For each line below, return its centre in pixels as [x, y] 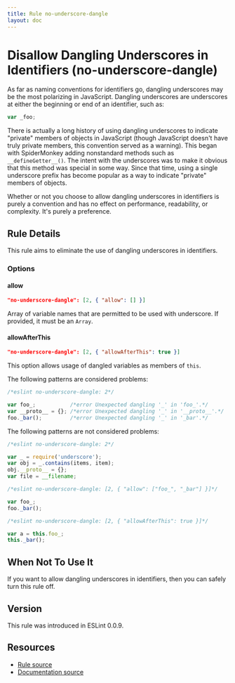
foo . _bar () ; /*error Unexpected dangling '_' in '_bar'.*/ [108, 418]
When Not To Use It [50, 562]
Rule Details [34, 234]
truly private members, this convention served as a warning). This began [112, 145]
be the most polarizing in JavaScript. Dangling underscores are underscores [117, 97]
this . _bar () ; [26, 540]
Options [21, 269]
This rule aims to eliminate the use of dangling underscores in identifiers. [113, 251]
